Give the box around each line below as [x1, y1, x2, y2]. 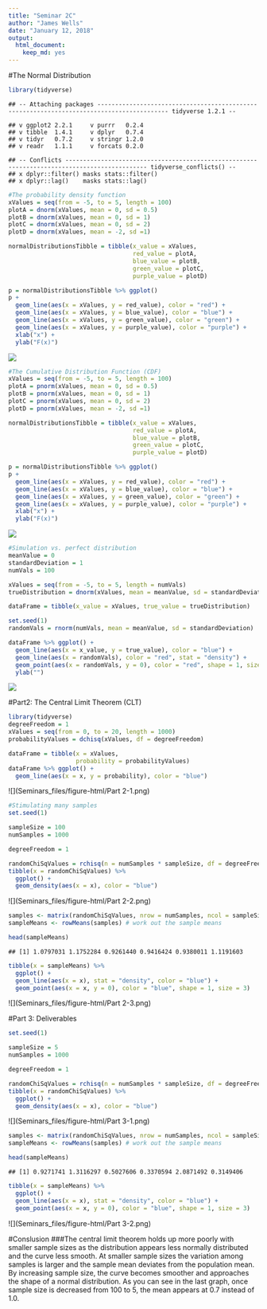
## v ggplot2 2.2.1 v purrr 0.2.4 [8, 121, 145, 129]
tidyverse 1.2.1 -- [172, 107, 237, 116]
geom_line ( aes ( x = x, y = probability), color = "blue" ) [15, 772, 208, 780]
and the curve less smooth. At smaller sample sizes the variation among [8, 1251, 244, 1260]
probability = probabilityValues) [75, 757, 191, 765]
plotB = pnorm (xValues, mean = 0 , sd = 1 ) [8, 390, 151, 398]
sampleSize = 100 [8, 824, 66, 832]
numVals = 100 [8, 566, 56, 574]
